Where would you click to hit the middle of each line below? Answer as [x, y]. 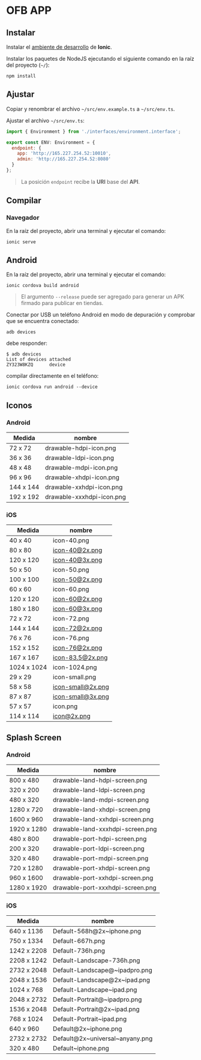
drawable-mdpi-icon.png [81, 468]
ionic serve [21, 242]
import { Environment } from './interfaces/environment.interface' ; [94, 132]
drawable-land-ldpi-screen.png [99, 790]
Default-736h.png [79, 951]
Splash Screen [34, 737]
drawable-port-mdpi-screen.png [101, 858]
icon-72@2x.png [78, 628]
